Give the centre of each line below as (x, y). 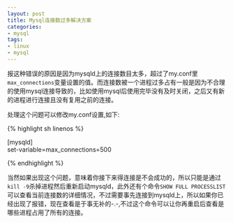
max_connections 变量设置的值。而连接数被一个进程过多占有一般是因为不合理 (116, 82)
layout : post (26, 14)
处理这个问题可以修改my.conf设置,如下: (63, 114)
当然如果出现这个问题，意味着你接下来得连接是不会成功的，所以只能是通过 (114, 177)
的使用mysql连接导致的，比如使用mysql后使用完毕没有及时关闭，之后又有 (113, 91)
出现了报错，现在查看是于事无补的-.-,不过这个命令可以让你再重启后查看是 (119, 203)
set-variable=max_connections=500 (59, 149)
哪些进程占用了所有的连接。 (47, 212)
